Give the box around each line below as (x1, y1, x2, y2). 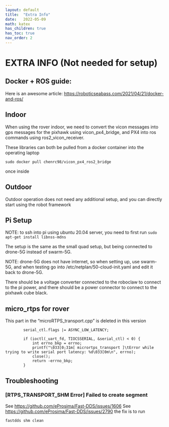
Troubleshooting (5, 376, 59, 385)
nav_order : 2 (5, 36, 33, 41)
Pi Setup (5, 216, 32, 225)
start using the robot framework (5, 201, 71, 207)
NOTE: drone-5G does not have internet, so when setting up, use (5, 259, 140, 265)
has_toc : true (5, 31, 35, 36)
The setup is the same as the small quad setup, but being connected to (5, 244, 152, 250)
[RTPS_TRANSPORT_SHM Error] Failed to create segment (5, 391, 148, 398)
